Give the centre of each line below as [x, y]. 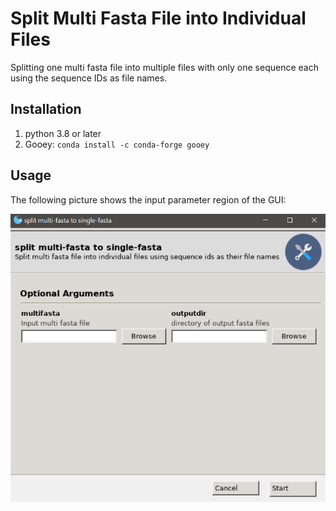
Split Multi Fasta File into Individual [158, 18]
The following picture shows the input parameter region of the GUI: [148, 199]
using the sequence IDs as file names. [89, 78]
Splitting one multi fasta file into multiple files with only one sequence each [164, 67]
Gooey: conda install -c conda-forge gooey [117, 144]
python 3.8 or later [63, 133]
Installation [46, 109]
